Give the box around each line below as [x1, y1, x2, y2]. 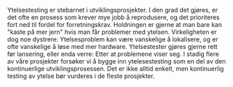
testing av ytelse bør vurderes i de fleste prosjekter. [7, 72, 155, 80]
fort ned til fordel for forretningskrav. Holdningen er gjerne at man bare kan [7, 21, 223, 28]
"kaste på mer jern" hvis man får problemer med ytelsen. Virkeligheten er [7, 28, 217, 36]
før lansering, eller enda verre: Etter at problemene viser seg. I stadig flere [7, 50, 219, 58]
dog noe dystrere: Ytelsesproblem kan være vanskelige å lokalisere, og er [7, 35, 218, 43]
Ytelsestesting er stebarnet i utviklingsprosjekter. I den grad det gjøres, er [7, 6, 218, 14]
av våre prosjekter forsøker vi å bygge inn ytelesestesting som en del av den [7, 57, 226, 65]
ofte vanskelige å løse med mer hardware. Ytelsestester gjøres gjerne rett [7, 43, 218, 50]
